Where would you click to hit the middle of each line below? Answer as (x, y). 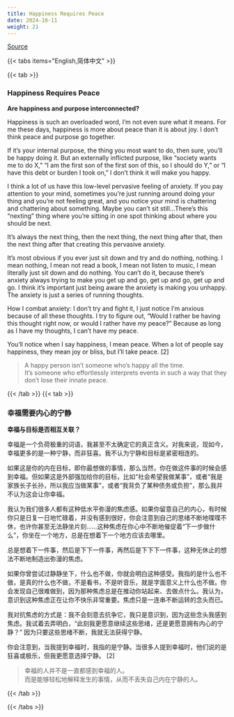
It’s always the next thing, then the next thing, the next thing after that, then (115, 237)
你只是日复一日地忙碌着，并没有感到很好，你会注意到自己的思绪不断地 (108, 517)
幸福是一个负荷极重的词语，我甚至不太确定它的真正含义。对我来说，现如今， (117, 444)
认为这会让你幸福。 (40, 494)
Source (17, 47)
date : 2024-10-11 (32, 20)
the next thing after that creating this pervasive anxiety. (86, 244)
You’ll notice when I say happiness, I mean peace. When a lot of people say (116, 344)
